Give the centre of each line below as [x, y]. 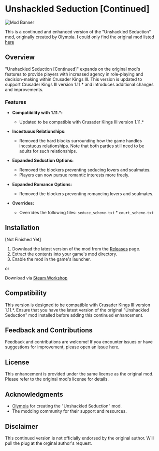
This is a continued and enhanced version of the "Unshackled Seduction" [78, 31]
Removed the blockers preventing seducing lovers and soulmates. [85, 170]
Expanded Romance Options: [42, 185]
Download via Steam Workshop [36, 278]
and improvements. [24, 89]
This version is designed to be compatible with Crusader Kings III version [78, 305]
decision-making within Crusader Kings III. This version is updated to [74, 79]
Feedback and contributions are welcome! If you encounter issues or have [79, 342]
